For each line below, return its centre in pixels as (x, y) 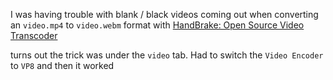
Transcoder (34, 35)
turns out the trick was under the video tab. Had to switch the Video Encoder (167, 55)
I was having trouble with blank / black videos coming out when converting (164, 14)
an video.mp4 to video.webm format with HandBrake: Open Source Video (157, 25)
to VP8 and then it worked (62, 65)
